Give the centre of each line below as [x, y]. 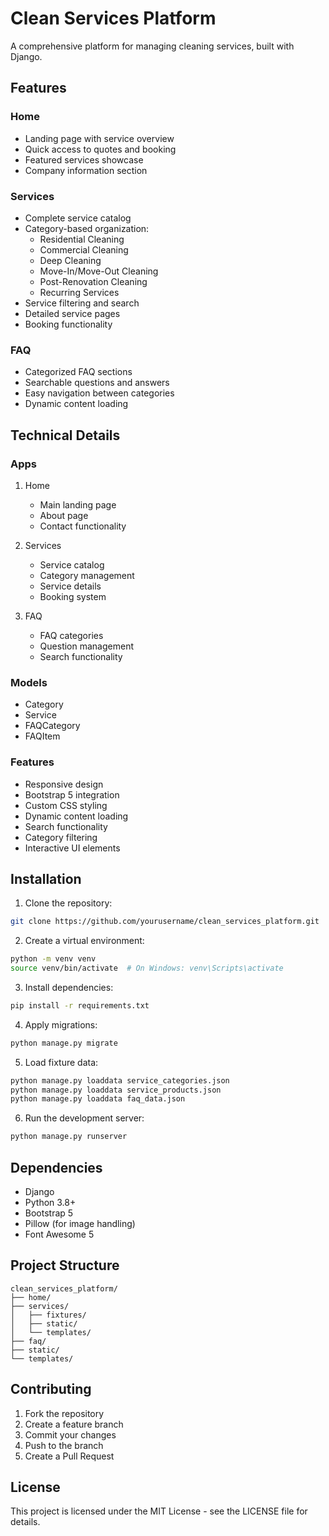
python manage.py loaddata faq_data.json [98, 1099]
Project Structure [65, 1265]
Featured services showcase [84, 159]
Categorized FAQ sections [78, 372]
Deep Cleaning [70, 260]
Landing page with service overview [99, 138]
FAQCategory [52, 726]
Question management [86, 646]
